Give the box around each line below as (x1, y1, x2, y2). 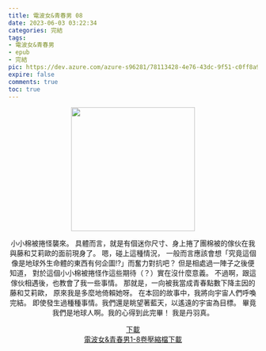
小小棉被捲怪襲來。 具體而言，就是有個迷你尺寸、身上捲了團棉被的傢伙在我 (10, 238, 256, 248)
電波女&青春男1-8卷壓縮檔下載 (84, 334, 182, 345)
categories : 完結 (8, 26, 63, 34)
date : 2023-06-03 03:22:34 (8, 19, 97, 27)
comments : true (8, 78, 59, 86)
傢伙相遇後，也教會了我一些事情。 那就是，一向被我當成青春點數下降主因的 (10, 278, 256, 288)
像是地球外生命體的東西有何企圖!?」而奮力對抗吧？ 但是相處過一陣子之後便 (11, 258, 255, 268)
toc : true (8, 85, 41, 93)
